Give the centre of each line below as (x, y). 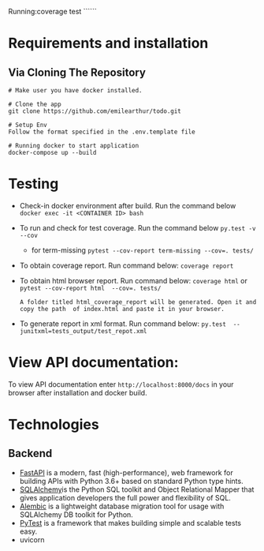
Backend (30, 454)
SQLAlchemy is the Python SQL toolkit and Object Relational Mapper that (137, 489)
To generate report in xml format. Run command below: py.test (123, 324)
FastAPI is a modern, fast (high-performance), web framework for (126, 472)
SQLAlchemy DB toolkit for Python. (76, 514)
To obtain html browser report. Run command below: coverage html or (134, 280)
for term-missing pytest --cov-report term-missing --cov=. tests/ (142, 250)
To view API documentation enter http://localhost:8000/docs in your (121, 384)
